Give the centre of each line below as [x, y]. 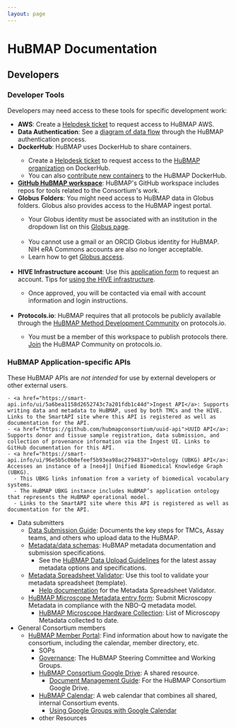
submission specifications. [67, 553]
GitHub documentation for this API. [61, 447]
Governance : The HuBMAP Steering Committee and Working [127, 657]
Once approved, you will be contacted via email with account [117, 293]
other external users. [38, 385]
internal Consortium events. [79, 703]
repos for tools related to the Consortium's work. [88, 190]
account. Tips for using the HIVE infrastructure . [86, 279]
